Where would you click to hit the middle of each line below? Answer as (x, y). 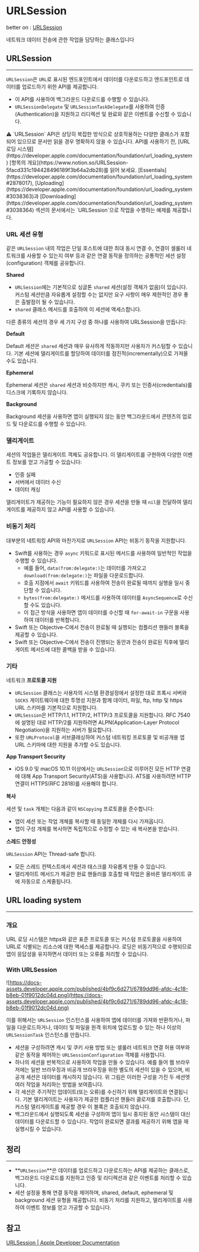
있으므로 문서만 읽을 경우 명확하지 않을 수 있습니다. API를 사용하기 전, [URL (104, 141)
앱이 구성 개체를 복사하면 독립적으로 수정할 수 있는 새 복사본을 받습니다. (97, 829)
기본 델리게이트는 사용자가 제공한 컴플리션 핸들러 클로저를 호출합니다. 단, (107, 1099)
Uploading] (50, 183)
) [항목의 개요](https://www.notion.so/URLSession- (67, 162)
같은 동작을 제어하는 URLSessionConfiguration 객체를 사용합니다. (90, 1055)
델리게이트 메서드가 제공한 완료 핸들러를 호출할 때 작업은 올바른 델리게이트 (100, 874)
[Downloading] (58, 196)
